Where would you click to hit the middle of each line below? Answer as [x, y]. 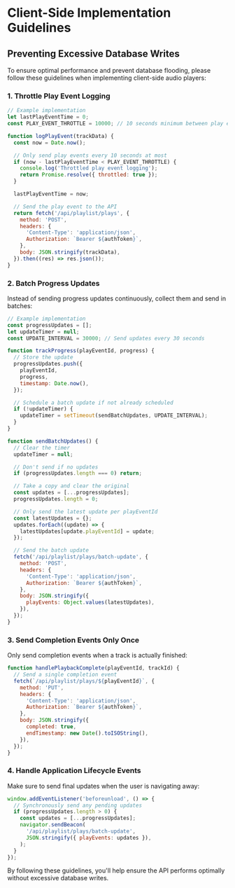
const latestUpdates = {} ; [53, 518]
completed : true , [51, 727]
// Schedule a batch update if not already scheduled [93, 403]
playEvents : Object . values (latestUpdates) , [90, 603]
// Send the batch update [51, 550]
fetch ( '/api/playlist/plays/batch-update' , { [81, 557]
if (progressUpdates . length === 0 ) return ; [78, 473]
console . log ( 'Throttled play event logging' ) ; [89, 168]
